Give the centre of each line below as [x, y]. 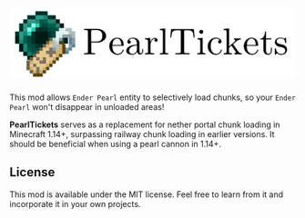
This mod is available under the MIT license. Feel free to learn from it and [147, 194]
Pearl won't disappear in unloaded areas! [87, 106]
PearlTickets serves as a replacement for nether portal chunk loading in [145, 124]
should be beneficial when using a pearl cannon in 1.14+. [115, 144]
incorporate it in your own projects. [75, 203]
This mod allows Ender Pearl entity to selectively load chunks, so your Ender [152, 97]
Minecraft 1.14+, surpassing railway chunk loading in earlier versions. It [142, 134]
